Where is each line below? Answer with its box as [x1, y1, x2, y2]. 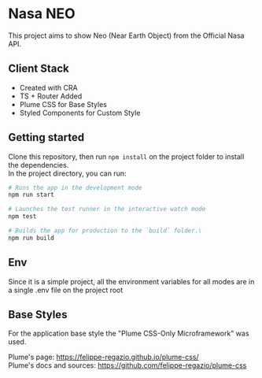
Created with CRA [19, 83, 78, 92]
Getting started [8, 131, 85, 144]
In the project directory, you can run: [8, 169, 127, 178]
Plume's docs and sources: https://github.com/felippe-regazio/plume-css [8, 361, 247, 370]
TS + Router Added [19, 91, 83, 101]
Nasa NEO [8, 5, 76, 23]
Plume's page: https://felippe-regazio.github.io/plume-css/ [8, 352, 199, 362]
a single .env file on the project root [8, 285, 124, 295]
